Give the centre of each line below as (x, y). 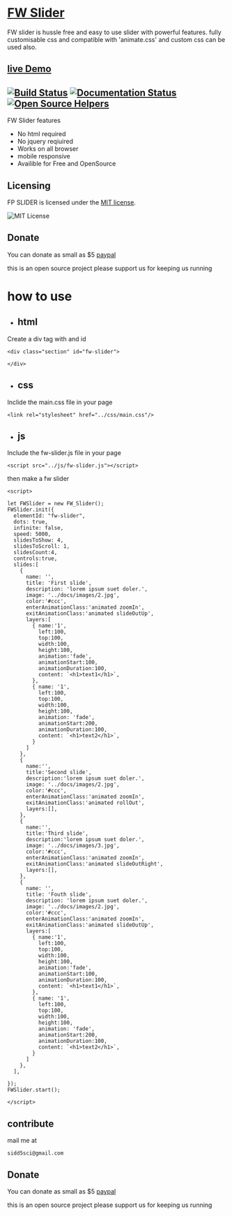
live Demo (29, 69)
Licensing (29, 185)
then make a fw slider (38, 479)
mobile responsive (44, 156)
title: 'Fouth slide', (59, 895)
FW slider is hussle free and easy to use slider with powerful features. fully (114, 32)
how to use (40, 296)
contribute (31, 1124)
